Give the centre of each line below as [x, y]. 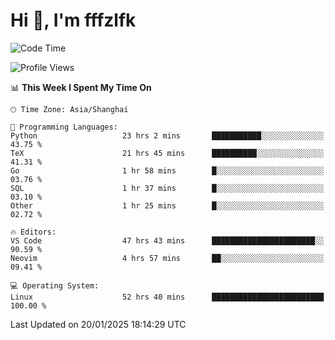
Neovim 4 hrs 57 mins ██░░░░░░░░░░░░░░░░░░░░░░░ [167, 258]
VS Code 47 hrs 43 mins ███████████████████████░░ [167, 240]
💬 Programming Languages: [64, 127]
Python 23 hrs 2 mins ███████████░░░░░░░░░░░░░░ [167, 135]
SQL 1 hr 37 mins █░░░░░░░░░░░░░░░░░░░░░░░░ [167, 188]
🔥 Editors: [33, 232]
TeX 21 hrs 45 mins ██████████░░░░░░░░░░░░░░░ [167, 153]
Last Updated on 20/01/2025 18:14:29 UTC [98, 324]
